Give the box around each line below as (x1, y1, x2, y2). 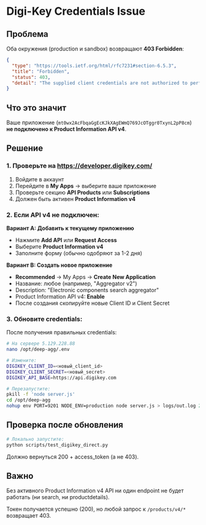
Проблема (6, 29, 49, 39)
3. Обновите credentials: (6, 315, 83, 323)
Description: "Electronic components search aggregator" (15, 286, 159, 294)
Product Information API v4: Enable (15, 293, 105, 301)
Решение (6, 143, 44, 154)
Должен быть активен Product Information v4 (15, 195, 136, 202)
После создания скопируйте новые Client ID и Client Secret (15, 299, 170, 307)
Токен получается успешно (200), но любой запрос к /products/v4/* (6, 505, 186, 513)
